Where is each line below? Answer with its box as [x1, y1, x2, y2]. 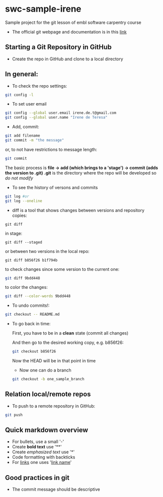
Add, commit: [12, 124, 39, 130]
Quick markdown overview [5, 426, 89, 434]
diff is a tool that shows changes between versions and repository [12, 207, 145, 213]
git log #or [5, 194, 29, 199]
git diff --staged [5, 240, 42, 245]
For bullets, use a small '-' [12, 439, 64, 444]
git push [5, 412, 23, 417]
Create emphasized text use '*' [12, 449, 75, 455]
